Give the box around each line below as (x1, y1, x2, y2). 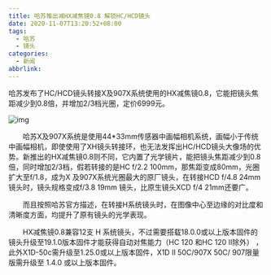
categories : (8, 50, 49, 58)
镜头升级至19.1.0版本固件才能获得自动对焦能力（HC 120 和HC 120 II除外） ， (8, 237, 263, 247)
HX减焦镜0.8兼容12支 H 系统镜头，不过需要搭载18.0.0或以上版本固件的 (22, 227, 259, 237)
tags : (8, 27, 27, 35)
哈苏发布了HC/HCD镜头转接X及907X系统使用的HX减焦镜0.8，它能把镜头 (8, 88, 252, 98)
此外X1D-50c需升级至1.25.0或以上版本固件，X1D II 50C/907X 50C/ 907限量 (8, 247, 260, 257)
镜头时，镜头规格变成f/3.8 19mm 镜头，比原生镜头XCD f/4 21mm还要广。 (8, 182, 254, 192)
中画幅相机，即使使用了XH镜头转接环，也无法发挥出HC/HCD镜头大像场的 (8, 142, 255, 151)
